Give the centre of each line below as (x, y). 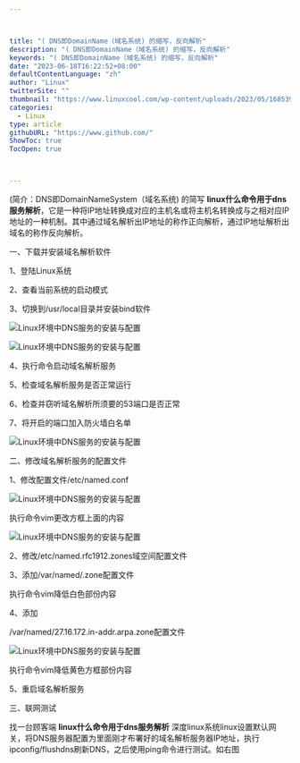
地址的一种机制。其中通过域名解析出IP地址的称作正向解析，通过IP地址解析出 (150, 221)
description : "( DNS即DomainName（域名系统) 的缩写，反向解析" (120, 49)
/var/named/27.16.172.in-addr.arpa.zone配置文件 (97, 632)
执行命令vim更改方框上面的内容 (67, 518)
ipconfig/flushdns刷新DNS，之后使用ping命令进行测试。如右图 (125, 749)
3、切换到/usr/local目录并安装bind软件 (80, 309)
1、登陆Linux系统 (41, 271)
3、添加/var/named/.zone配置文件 (72, 575)
